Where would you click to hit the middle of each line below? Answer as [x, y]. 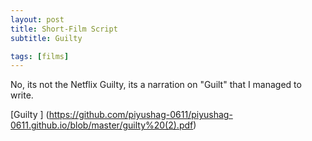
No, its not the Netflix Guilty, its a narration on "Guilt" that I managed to [156, 85]
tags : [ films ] [40, 56]
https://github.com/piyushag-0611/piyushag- [140, 115]
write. [22, 95]
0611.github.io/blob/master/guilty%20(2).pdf [102, 125]
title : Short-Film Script [64, 29]
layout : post [37, 19]
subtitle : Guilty [46, 38]
